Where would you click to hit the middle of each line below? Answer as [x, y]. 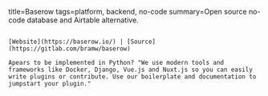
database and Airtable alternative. [83, 20]
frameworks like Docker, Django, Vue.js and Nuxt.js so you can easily [130, 70]
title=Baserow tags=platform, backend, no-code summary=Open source [128, 12]
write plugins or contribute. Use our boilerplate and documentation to [132, 77]
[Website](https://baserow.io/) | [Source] [82, 42]
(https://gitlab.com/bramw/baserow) [69, 49]
